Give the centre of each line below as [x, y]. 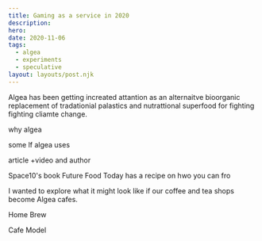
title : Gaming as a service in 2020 [69, 15]
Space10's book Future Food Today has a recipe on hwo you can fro [119, 175]
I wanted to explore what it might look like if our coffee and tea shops [121, 190]
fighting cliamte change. [48, 114]
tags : [17, 45]
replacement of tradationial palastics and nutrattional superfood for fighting [131, 105]
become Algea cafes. [43, 199]
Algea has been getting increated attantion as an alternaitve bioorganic [124, 97]
